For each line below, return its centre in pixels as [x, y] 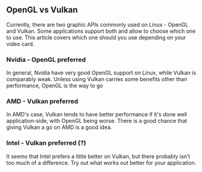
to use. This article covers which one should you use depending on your [96, 37]
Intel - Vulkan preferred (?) [46, 143]
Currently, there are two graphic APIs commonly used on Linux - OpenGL [97, 24]
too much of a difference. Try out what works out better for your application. [101, 162]
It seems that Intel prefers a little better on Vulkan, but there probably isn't [98, 156]
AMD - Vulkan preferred [42, 101]
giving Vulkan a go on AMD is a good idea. [59, 127]
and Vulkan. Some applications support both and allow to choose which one [101, 31]
